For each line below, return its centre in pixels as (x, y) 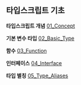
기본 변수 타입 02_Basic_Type (40, 38)
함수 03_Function (26, 50)
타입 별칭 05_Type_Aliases (37, 76)
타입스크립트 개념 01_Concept (41, 26)
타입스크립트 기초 (36, 11)
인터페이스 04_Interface (34, 63)
